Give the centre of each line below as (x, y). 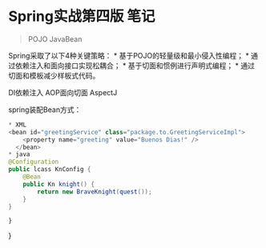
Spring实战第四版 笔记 (82, 16)
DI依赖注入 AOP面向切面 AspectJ (63, 92)
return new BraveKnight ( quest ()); (95, 192)
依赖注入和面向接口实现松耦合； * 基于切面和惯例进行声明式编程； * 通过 (135, 66)
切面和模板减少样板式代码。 (54, 75)
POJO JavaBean (55, 39)
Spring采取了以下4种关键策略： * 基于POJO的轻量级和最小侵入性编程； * (129, 55)
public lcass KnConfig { (50, 170)
